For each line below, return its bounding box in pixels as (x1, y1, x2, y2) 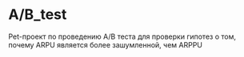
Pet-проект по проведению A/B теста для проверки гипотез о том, (8, 32, 236, 41)
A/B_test (8, 6, 67, 24)
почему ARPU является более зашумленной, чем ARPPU (8, 40, 202, 49)
